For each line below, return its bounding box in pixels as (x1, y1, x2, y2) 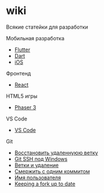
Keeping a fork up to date (14, 180, 76, 187)
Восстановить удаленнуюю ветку (14, 149, 98, 156)
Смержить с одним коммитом (14, 168, 90, 175)
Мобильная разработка (6, 35, 65, 42)
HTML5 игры (6, 92, 38, 99)
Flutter (14, 46, 31, 53)
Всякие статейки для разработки (6, 23, 88, 30)
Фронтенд (6, 70, 31, 77)
